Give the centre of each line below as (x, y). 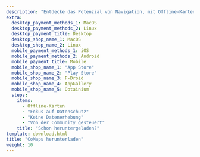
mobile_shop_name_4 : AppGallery (52, 84)
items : (25, 100)
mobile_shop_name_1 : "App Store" (53, 67)
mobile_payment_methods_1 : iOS (50, 51)
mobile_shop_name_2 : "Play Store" (54, 73)
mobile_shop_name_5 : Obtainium (50, 90)
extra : (14, 17)
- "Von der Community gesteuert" (63, 123)
